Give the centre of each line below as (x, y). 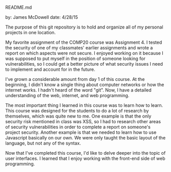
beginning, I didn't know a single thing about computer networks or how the (85, 84)
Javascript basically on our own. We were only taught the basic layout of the (85, 138)
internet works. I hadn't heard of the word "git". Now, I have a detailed (78, 90)
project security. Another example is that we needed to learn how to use (81, 132)
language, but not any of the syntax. (43, 143)
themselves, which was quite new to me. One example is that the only (78, 116)
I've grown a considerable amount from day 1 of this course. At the (75, 79)
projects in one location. (31, 32)
